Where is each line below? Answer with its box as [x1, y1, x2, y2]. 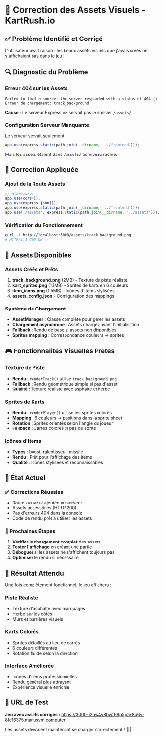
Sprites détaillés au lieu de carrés [12, 639, 80, 646]
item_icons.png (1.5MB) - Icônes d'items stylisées [12, 287, 115, 293]
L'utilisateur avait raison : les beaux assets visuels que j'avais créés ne [5, 48, 148, 53]
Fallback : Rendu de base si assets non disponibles [12, 327, 117, 333]
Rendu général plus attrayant [12, 679, 71, 685]
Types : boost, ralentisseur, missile [12, 449, 83, 455]
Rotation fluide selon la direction [12, 650, 78, 656]
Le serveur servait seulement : [5, 133, 67, 139]
